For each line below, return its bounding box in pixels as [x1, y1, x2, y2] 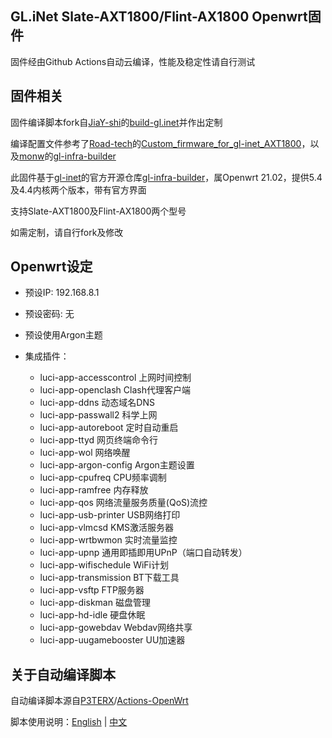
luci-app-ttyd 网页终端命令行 [39, 434, 159, 446]
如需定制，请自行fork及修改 [10, 226, 124, 238]
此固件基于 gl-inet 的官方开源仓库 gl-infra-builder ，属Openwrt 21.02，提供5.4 [10, 171, 323, 183]
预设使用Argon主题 [24, 329, 103, 341]
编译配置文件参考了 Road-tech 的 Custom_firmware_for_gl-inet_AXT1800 [10, 137, 302, 149]
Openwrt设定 [10, 258, 93, 276]
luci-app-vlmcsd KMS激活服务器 [39, 522, 175, 534]
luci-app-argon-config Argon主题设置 [39, 459, 195, 471]
